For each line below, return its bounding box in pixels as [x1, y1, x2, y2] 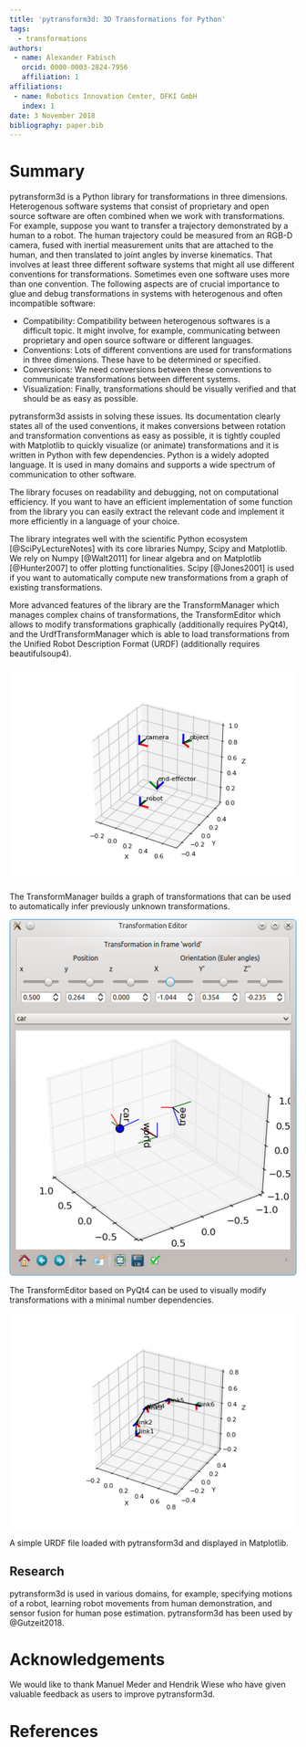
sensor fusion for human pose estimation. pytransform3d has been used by [9, 1607, 293, 1618]
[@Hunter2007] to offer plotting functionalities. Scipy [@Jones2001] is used [9, 562, 294, 574]
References [9, 1721, 98, 1742]
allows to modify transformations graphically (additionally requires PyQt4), [9, 619, 289, 630]
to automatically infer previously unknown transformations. [9, 901, 230, 912]
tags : [9, 24, 30, 34]
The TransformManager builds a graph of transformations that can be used [9, 891, 291, 903]
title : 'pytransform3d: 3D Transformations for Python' [9, 15, 226, 24]
